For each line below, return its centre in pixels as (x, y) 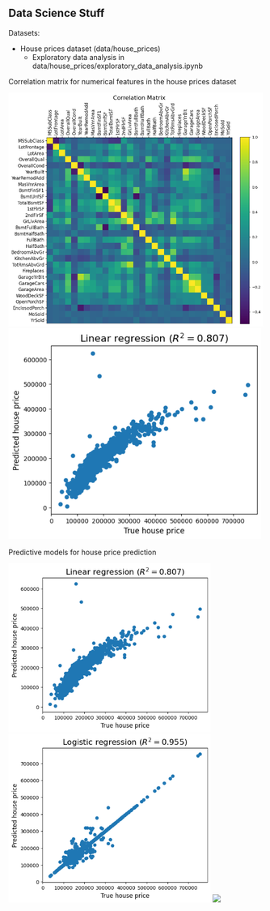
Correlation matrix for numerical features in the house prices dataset (122, 81)
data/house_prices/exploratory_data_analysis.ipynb (118, 66)
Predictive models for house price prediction (82, 552)
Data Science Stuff (57, 13)
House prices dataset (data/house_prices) (90, 49)
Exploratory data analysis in (78, 57)
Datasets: (24, 32)
